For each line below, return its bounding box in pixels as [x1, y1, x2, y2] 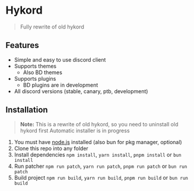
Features [5, 40, 39, 50]
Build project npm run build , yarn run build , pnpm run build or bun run [14, 174, 188, 181]
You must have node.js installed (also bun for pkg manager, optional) [14, 138, 182, 145]
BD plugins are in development [23, 81, 98, 88]
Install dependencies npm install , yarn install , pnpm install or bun [14, 151, 182, 158]
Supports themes [14, 62, 57, 69]
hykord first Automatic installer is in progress [20, 127, 130, 134]
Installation [5, 105, 48, 115]
